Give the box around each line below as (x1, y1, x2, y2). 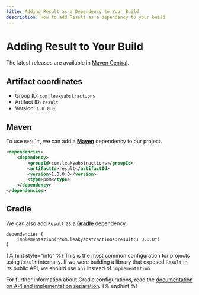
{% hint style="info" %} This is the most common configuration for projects (6, 252, 190, 259)
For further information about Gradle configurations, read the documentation (6, 276, 193, 283)
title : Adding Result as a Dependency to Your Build (6, 8, 139, 15)
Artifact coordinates (6, 76, 83, 86)
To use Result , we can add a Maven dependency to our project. (6, 137, 162, 145)
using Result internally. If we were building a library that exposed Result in (6, 258, 188, 265)
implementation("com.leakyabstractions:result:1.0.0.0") (17, 236, 161, 242)
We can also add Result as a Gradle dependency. (6, 220, 127, 227)
